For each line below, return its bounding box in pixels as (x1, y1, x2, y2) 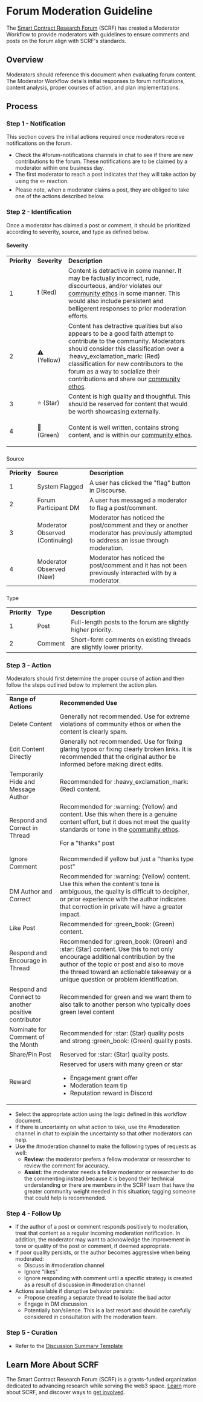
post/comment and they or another (89, 521, 188, 529)
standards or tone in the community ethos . (59, 826, 180, 834)
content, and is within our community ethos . (68, 430, 193, 439)
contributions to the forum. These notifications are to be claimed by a (14, 158, 188, 165)
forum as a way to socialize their (68, 367, 160, 375)
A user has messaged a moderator (89, 496, 187, 504)
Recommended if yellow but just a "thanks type (59, 855, 194, 863)
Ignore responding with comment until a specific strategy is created (24, 1275, 193, 1282)
